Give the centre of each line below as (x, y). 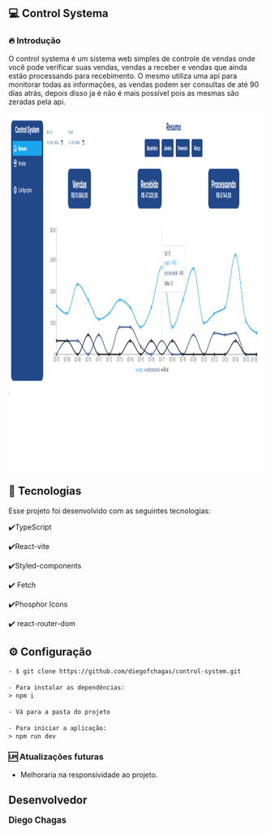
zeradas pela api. (37, 102)
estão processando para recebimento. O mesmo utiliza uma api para (123, 76)
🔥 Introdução (34, 41)
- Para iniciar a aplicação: (58, 728)
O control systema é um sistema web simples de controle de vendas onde (132, 58)
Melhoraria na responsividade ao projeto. (89, 775)
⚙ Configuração (50, 652)
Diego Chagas (37, 820)
